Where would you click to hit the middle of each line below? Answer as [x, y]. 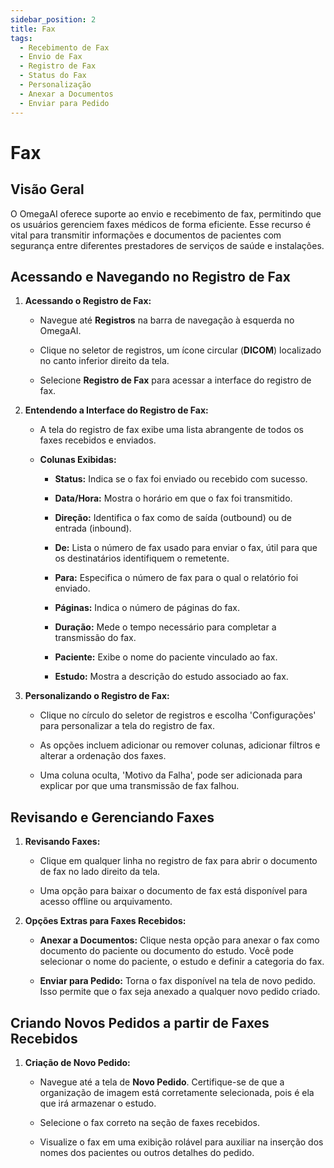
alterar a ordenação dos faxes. [103, 756]
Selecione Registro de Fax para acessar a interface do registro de [175, 380]
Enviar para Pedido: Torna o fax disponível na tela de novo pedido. [178, 981]
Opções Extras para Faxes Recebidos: [105, 921]
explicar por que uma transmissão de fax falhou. [139, 786]
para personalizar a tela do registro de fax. [127, 726]
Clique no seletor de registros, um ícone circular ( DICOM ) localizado [180, 350]
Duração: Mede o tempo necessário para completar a [165, 627]
